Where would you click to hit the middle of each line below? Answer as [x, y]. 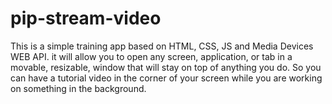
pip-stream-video [86, 18]
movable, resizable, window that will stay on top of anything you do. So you [166, 67]
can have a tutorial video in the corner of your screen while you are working [166, 78]
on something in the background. [78, 88]
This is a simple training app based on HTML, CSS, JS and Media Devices [162, 46]
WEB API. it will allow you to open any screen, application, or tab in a [151, 56]
